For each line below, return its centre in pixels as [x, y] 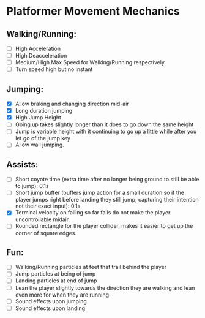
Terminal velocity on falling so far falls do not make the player [93, 213]
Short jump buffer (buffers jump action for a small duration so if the [100, 193]
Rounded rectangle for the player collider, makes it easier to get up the [104, 226]
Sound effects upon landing [50, 308]
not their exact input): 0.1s [48, 206]
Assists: [22, 165]
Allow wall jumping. [39, 145]
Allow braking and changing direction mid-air [72, 104]
